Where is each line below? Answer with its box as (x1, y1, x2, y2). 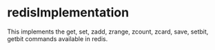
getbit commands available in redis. (7, 34, 108, 42)
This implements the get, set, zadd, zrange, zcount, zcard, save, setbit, (7, 27, 209, 36)
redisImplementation (7, 5, 130, 21)
